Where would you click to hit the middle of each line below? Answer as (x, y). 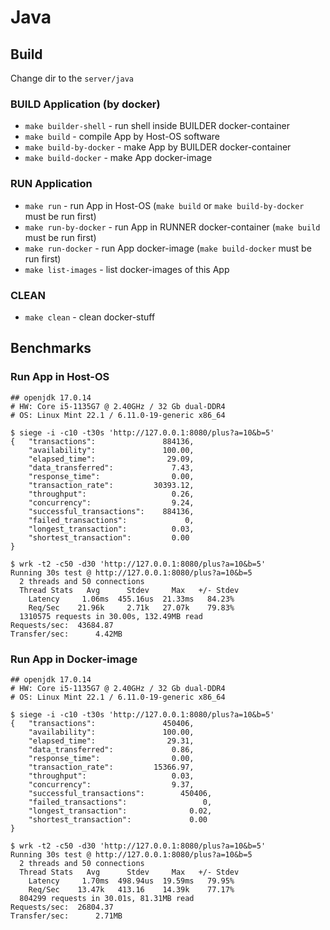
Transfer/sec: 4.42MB (66, 634)
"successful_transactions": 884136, (111, 511)
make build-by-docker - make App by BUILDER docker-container (158, 147)
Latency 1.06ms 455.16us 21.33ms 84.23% (131, 599)
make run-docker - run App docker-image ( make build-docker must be (168, 248)
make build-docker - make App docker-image (118, 158)
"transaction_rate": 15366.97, (111, 767)
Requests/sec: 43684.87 (62, 625)
